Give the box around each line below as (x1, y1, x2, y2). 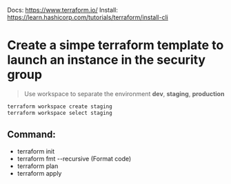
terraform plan (17, 162, 59, 170)
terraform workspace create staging (7, 103, 112, 110)
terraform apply (17, 169, 62, 177)
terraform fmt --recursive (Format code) (17, 154, 132, 163)
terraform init (17, 147, 55, 155)
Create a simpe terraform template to (7, 37, 224, 53)
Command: (7, 129, 57, 140)
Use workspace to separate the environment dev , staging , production (23, 89, 225, 98)
